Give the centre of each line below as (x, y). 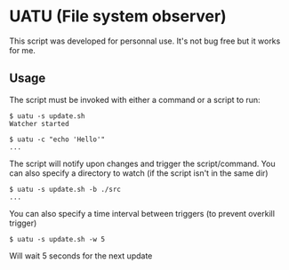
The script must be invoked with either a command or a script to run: (135, 99)
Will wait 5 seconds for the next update (81, 256)
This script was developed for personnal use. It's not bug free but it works (145, 41)
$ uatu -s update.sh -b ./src (65, 189)
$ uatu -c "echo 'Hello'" (57, 139)
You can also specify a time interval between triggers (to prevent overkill (142, 213)
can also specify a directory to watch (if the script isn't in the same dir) (139, 173)
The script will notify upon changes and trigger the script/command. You (142, 163)
